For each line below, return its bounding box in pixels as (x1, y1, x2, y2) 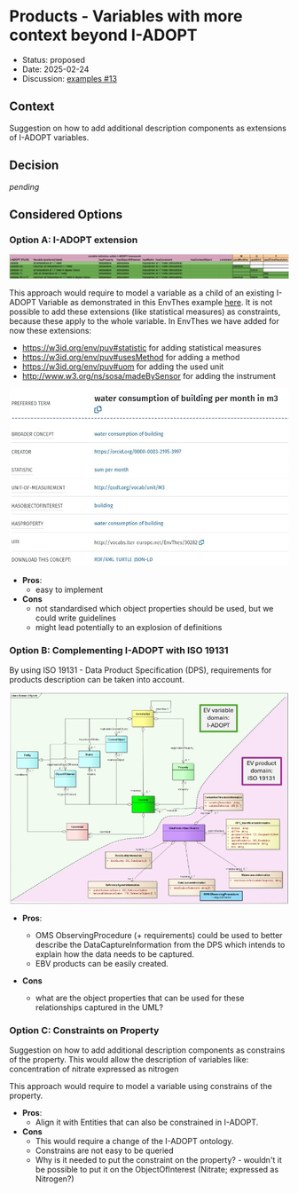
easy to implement (35, 584, 104, 596)
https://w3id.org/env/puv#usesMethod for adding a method (21, 352, 240, 363)
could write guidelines (35, 612, 117, 623)
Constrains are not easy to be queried (35, 1145, 175, 1156)
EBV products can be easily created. (35, 959, 169, 969)
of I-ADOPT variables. (9, 131, 90, 143)
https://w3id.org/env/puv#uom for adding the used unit (21, 361, 224, 372)
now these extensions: (9, 326, 91, 336)
